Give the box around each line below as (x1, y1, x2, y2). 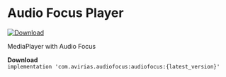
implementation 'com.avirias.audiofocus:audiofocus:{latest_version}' (7, 63, 220, 70)
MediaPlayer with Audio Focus (7, 42, 96, 50)
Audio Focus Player (7, 5, 124, 21)
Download (7, 55, 38, 64)
